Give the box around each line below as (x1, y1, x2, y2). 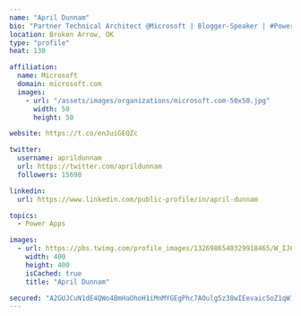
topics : (9, 211, 39, 220)
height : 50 (32, 113, 74, 122)
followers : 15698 (17, 170, 82, 180)
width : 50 (32, 104, 70, 113)
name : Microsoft (17, 71, 78, 81)
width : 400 (25, 252, 66, 261)
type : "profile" (9, 38, 70, 48)
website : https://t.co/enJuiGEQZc (9, 129, 139, 138)
